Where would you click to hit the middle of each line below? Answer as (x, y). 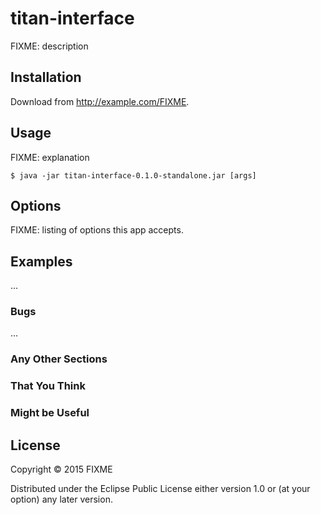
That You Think (48, 386)
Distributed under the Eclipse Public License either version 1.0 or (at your (160, 489)
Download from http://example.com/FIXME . (100, 101)
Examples (41, 261)
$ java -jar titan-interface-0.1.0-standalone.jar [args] (133, 175)
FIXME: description (49, 46)
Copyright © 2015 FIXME (61, 469)
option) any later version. (61, 499)
